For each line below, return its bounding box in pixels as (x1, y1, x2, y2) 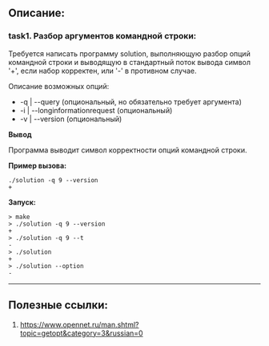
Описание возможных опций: (8, 81, 110, 91)
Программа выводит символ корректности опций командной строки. (8, 145, 247, 155)
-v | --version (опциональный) (19, 114, 122, 124)
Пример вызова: (8, 161, 66, 170)
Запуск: (8, 197, 36, 207)
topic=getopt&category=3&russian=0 (19, 328, 143, 338)
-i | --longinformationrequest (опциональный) (19, 105, 173, 115)
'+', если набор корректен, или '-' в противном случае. (8, 66, 197, 75)
